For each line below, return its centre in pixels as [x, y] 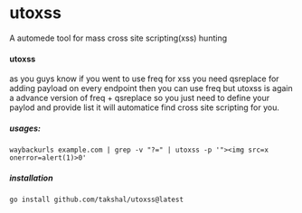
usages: [25, 128]
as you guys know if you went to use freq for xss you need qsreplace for [144, 79]
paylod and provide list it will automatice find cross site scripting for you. [145, 107]
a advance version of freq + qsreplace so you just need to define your [140, 98]
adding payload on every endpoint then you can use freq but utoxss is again [151, 88]
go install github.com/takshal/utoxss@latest [96, 200]
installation [31, 178]
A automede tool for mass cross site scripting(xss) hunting [118, 38]
